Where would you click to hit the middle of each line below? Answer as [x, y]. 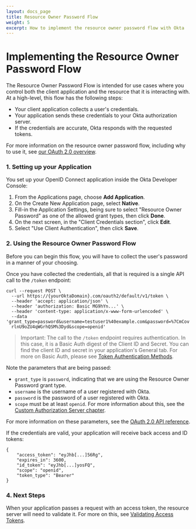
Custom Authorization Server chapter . [60, 410]
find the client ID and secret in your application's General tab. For [99, 350]
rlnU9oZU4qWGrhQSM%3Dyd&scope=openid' [59, 327]
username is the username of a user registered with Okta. [82, 391]
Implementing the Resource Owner [93, 57]
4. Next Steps [26, 495]
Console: [17, 186]
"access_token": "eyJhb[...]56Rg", [60, 455]
